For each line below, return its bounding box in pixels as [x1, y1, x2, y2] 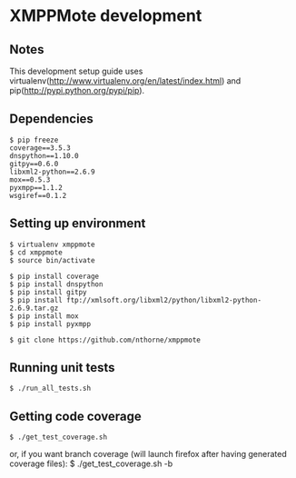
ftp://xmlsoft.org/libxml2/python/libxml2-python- [66, 295, 261, 304]
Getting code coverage [9, 408, 143, 423]
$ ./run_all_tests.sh [9, 383, 92, 393]
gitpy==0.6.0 [9, 159, 59, 168]
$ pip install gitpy [9, 287, 88, 296]
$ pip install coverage [9, 272, 100, 281]
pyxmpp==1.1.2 [9, 183, 64, 192]
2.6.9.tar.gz [9, 304, 59, 313]
